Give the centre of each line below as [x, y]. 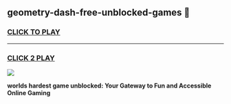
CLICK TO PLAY [34, 32]
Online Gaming [29, 92]
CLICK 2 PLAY [31, 57]
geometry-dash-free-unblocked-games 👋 [99, 13]
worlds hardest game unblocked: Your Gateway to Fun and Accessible [109, 86]
